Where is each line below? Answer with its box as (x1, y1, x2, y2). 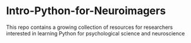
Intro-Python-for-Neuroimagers (6, 4, 166, 18)
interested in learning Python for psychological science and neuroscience (6, 29, 185, 37)
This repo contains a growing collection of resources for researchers (6, 24, 173, 31)
